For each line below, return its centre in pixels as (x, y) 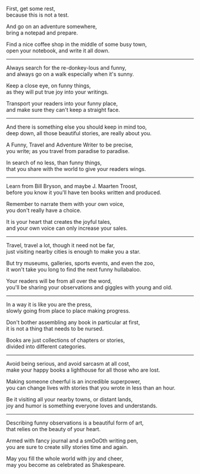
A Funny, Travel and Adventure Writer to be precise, (70, 145)
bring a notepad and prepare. (42, 33)
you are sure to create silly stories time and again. (67, 447)
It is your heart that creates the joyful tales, (59, 222)
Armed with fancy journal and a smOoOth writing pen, (72, 441)
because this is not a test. (38, 15)
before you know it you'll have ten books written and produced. (84, 192)
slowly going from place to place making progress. (68, 311)
